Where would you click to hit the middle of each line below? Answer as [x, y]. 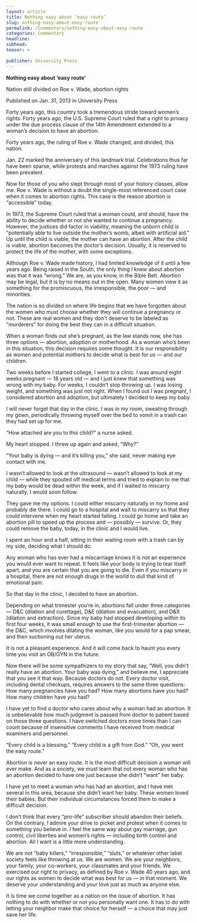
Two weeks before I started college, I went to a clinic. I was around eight [94, 372]
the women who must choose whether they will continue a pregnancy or [94, 312]
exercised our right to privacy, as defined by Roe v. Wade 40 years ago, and [98, 872]
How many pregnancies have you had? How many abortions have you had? [97, 690]
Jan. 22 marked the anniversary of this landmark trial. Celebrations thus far [97, 160]
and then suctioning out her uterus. [49, 636]
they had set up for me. [34, 421]
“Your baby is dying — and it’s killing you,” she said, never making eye [91, 455]
